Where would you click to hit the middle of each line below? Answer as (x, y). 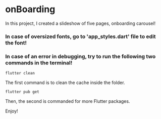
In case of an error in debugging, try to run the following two (80, 56)
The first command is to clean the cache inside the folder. (65, 83)
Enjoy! (12, 111)
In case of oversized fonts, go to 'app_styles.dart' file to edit (80, 36)
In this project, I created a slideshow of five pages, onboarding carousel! (80, 23)
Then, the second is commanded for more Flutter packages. (68, 101)
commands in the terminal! (39, 63)
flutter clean (20, 73)
